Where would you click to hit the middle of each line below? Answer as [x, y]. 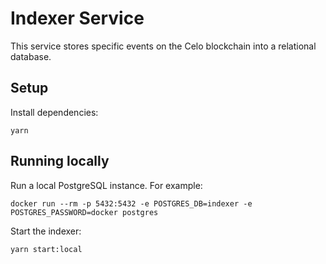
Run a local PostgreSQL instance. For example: [106, 185]
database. [31, 56]
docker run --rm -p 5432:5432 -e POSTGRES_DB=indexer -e [131, 203]
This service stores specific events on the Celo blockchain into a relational [163, 46]
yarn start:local [46, 249]
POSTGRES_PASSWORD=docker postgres [84, 212]
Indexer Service [77, 18]
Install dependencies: [54, 112]
